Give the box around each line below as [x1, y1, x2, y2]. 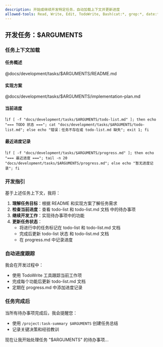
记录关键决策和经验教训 [12, 326, 59, 332]
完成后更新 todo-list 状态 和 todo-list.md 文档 [19, 230, 109, 236]
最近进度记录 [5, 139, 31, 144]
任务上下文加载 [5, 47, 40, 53]
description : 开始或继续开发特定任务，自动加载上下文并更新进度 [5, 7, 120, 12]
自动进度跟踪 [5, 250, 35, 257]
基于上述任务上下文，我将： [5, 190, 61, 196]
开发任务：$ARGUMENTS [5, 31, 83, 39]
